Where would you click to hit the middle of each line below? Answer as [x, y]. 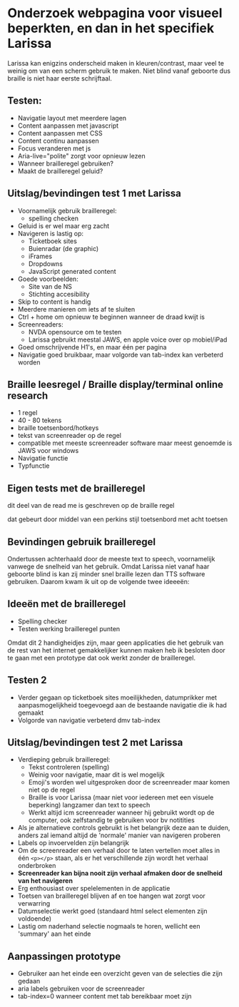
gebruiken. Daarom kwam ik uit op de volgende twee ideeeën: [98, 582]
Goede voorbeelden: [48, 279]
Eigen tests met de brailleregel [76, 488]
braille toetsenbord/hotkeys [58, 428]
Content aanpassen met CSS [60, 133]
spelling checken [53, 218]
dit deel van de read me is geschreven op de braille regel [91, 506]
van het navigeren [45, 881]
